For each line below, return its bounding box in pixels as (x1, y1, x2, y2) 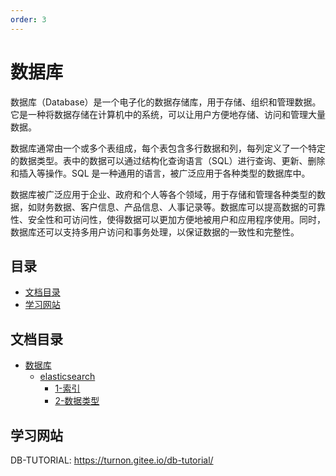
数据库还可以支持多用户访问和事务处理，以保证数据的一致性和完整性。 (10, 226, 300, 238)
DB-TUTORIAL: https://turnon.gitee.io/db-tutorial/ (10, 454, 214, 466)
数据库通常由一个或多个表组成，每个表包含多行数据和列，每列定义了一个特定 (10, 142, 326, 154)
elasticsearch (39, 371, 96, 383)
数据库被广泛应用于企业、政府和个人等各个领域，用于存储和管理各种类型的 (10, 188, 317, 200)
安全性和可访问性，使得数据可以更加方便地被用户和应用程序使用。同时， (27, 213, 326, 225)
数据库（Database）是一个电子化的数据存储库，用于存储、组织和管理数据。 (10, 96, 322, 108)
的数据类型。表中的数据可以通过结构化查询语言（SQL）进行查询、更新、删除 (10, 154, 326, 166)
